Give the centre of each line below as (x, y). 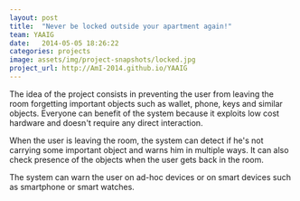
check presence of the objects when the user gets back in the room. (137, 159)
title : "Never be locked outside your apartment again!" (121, 26)
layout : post (34, 18)
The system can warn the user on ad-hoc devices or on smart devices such (150, 177)
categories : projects (50, 52)
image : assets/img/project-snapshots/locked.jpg (103, 60)
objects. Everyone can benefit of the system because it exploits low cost (145, 113)
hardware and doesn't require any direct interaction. (106, 122)
